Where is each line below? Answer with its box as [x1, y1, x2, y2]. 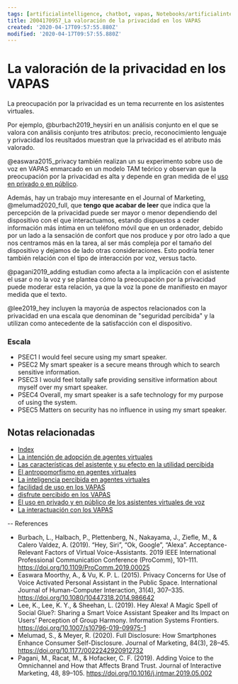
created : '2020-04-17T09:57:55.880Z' [7, 23, 119, 31]
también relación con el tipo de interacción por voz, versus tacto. [7, 254, 197, 263]
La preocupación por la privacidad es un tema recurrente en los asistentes [7, 99, 225, 108]
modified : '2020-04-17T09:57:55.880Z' [7, 30, 122, 38]
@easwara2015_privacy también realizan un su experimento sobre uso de [7, 157, 223, 165]
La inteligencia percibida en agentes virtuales [17, 475, 150, 484]
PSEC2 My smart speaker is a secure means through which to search [17, 360, 220, 369]
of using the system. [17, 398, 78, 407]
